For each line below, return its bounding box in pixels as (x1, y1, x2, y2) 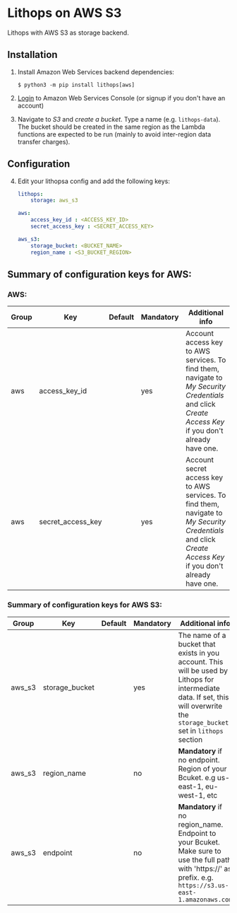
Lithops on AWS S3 (7, 5, 122, 21)
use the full (178, 854, 215, 864)
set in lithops (178, 726, 224, 735)
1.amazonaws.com (178, 895, 233, 903)
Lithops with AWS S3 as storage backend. (7, 28, 129, 37)
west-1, (178, 790, 206, 800)
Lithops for (178, 674, 214, 684)
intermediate (178, 683, 220, 693)
